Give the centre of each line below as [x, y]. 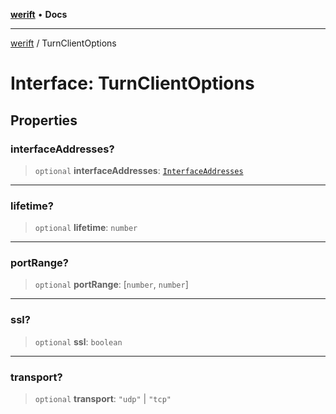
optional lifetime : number [86, 228]
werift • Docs [39, 14]
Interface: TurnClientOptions [132, 83]
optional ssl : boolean [78, 341]
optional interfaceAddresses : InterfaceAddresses [139, 170]
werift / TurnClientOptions [63, 43]
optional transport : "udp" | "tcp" [103, 399]
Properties [44, 120]
